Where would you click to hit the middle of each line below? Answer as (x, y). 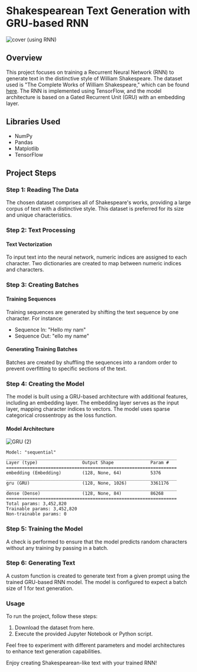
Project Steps (31, 173)
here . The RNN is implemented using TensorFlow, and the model (84, 91)
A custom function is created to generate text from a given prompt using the (98, 576)
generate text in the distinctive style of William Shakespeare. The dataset (94, 78)
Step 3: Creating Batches (43, 285)
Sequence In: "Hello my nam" (50, 329)
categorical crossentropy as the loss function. (62, 415)
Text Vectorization (29, 244)
